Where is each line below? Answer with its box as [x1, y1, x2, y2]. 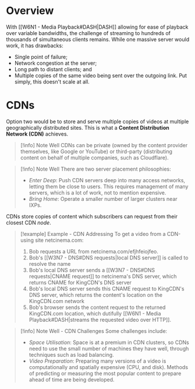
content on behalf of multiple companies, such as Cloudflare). [20, 154, 169, 161]
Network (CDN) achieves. [6, 130, 69, 137]
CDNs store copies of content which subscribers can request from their [6, 213, 178, 220]
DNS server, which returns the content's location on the [29, 291, 163, 298]
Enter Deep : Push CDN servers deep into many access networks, [29, 176, 185, 183]
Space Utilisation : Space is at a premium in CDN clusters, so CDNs [29, 339, 189, 346]
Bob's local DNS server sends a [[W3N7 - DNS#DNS [29, 266, 155, 273]
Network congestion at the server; [14, 60, 97, 67]
